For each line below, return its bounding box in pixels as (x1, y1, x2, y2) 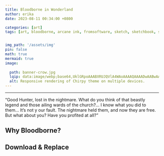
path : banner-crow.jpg (9, 70, 56, 75)
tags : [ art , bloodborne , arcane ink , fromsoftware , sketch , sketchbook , (5, 30, 156, 35)
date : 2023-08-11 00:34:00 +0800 (5, 16, 73, 21)
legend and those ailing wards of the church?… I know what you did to (5, 102, 146, 108)
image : (5, 60, 19, 66)
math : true (5, 52, 27, 57)
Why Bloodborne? (5, 126, 61, 135)
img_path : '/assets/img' (5, 42, 56, 48)
